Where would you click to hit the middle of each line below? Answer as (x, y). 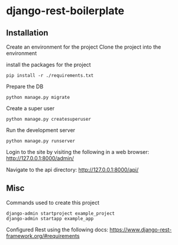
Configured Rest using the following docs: (57, 230)
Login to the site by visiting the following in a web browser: (78, 152)
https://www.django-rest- (140, 230)
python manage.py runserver (41, 141)
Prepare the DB (25, 86)
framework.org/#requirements (43, 236)
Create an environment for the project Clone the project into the (84, 47)
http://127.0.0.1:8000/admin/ (40, 158)
